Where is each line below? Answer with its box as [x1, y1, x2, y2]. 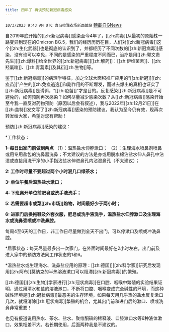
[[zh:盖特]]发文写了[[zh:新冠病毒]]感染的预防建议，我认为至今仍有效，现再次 [5, 106, 163, 113]
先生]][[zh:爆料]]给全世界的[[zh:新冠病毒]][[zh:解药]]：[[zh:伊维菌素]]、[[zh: [5, 58, 162, 64]
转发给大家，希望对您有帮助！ [5, 113, 67, 119]
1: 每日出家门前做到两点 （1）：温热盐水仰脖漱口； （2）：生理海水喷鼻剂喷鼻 [5, 145, 162, 151]
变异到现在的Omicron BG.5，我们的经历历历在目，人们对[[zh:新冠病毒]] [9, 39, 157, 45]
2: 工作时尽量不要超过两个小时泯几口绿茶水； [5, 168, 99, 174]
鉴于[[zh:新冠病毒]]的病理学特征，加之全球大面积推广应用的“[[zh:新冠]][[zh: [5, 75, 161, 81]
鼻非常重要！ [5, 304, 32, 310]
